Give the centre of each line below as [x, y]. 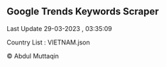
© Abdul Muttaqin [33, 56]
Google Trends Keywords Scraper [83, 12]
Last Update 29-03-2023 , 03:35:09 [60, 28]
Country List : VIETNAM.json [48, 42]
